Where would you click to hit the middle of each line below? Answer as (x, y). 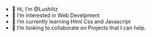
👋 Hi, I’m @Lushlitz (35, 9)
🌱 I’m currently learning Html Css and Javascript (71, 21)
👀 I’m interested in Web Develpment (56, 15)
